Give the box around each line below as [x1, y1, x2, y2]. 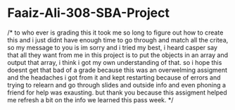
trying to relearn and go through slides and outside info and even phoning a [7, 80, 227, 89]
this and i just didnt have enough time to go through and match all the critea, [7, 35, 229, 44]
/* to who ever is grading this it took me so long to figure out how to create [7, 28, 224, 37]
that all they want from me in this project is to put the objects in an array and [7, 51, 229, 59]
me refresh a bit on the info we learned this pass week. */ [7, 95, 174, 104]
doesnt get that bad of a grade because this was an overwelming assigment [7, 66, 227, 74]
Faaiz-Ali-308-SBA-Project [7, 5, 170, 21]
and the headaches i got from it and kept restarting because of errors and [7, 73, 221, 82]
